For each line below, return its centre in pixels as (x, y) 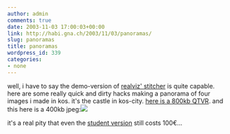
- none (17, 66)
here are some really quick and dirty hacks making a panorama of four (109, 93)
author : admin (28, 14)
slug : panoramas (31, 40)
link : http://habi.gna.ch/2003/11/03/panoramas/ (80, 33)
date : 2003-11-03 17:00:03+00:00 (56, 27)
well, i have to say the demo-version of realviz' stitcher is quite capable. (111, 86)
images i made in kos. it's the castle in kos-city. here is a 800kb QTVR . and (115, 101)
